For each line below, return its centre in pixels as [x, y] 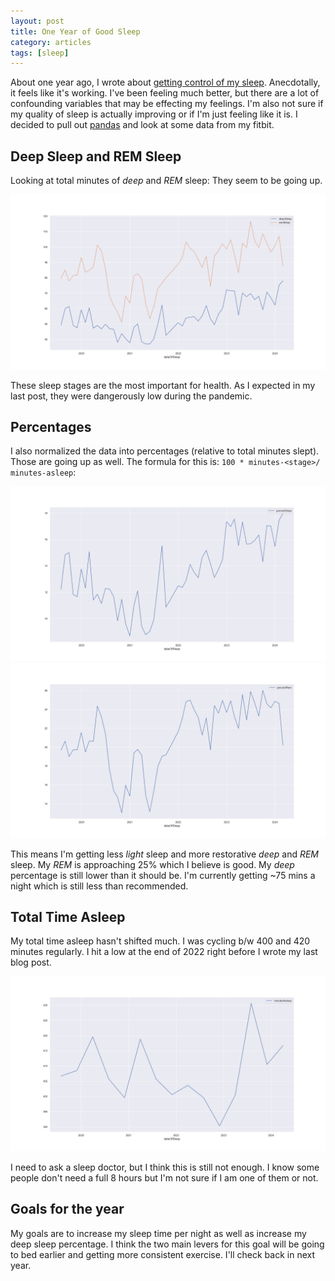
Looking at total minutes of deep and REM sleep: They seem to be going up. [166, 181]
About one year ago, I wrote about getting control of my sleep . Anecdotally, [165, 82]
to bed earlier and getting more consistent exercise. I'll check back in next [163, 1254]
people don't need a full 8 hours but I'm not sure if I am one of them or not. [164, 1177]
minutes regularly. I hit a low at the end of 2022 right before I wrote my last [164, 952]
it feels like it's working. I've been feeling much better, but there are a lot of [165, 93]
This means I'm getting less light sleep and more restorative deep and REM [164, 854]
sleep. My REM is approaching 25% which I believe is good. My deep [152, 864]
